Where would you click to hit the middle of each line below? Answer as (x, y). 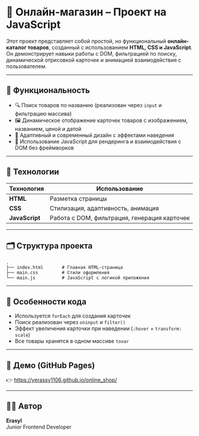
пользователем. (27, 66)
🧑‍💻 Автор (24, 406)
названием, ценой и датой (48, 129)
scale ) (23, 335)
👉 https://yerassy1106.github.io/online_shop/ (62, 380)
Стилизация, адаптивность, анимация (104, 208)
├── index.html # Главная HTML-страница (65, 268)
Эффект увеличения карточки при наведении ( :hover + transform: (98, 329)
